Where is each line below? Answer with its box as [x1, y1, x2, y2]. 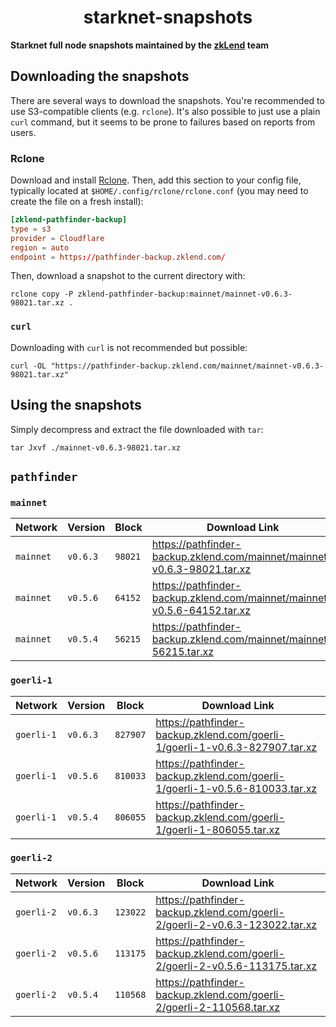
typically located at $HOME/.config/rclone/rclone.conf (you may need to [10, 185, 309, 197]
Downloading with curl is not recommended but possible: [10, 341, 248, 353]
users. [10, 126, 37, 138]
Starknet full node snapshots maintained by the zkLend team [10, 39, 270, 51]
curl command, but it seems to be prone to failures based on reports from [10, 116, 316, 128]
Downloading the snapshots [10, 68, 190, 85]
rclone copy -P [10, 289, 74, 300]
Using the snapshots [10, 397, 142, 414]
